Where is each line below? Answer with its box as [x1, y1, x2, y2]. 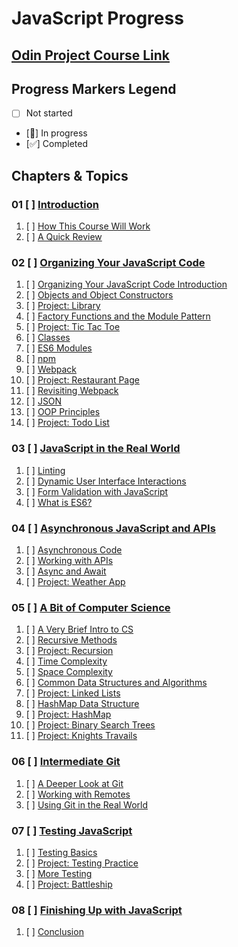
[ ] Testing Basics [25, 846, 98, 858]
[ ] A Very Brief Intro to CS [25, 623, 134, 636]
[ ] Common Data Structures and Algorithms [25, 677, 208, 689]
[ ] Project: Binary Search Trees [25, 719, 156, 731]
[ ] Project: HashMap [25, 708, 112, 721]
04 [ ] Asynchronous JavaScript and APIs [11, 521, 216, 535]
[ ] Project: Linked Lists [25, 687, 121, 699]
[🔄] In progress [25, 127, 88, 139]
